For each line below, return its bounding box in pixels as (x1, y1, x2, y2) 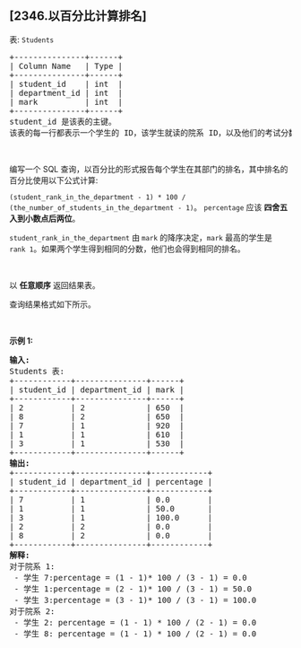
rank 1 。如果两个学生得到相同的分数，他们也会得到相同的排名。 (9, 243, 245, 254)
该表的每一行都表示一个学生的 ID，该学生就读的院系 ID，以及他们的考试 (9, 127, 281, 137)
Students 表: (9, 366, 65, 376)
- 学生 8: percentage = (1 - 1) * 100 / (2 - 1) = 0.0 (13, 628, 257, 639)
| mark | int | (9, 97, 124, 107)
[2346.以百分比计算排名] (9, 8, 147, 24)
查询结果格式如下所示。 (9, 299, 96, 310)
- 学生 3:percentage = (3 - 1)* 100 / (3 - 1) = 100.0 (13, 595, 257, 605)
